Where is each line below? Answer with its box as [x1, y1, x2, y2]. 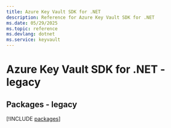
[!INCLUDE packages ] [6, 115, 61, 122]
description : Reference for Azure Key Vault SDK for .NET [6, 14, 155, 20]
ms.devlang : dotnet [6, 31, 55, 37]
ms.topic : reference [6, 25, 58, 32]
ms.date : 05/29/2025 [6, 20, 58, 26]
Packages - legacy [6, 99, 77, 109]
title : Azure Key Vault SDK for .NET [6, 8, 101, 15]
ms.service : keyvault [6, 37, 61, 43]
